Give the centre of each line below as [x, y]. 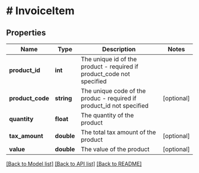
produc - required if [109, 98]
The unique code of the [113, 91]
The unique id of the [109, 59]
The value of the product [115, 149]
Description [119, 49]
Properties [26, 33]
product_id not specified [115, 106]
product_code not [105, 74]
